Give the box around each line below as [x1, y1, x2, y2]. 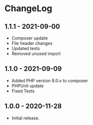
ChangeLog [4, 3, 52, 14]
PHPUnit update [11, 83, 44, 89]
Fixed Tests [11, 88, 35, 94]
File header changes [11, 40, 53, 46]
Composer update [11, 35, 48, 41]
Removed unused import [11, 51, 61, 56]
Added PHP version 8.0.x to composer [11, 77, 88, 83]
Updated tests [11, 46, 40, 51]
